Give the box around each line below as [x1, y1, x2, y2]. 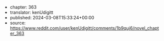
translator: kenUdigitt [9, 9, 53, 15]
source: [9, 20, 26, 26]
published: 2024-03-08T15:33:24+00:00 [9, 15, 95, 20]
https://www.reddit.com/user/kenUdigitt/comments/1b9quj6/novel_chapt [9, 25, 160, 31]
